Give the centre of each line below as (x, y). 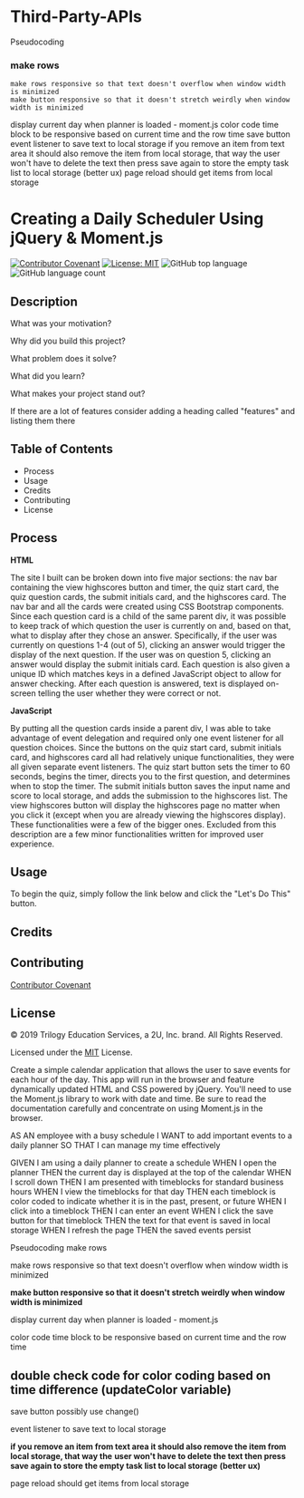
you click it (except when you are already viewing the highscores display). (148, 815)
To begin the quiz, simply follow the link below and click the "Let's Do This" (151, 894)
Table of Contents (62, 449)
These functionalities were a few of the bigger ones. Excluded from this (143, 824)
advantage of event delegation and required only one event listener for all (147, 738)
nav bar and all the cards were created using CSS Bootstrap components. (147, 606)
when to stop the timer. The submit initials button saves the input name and (150, 786)
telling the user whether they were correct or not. (129, 693)
